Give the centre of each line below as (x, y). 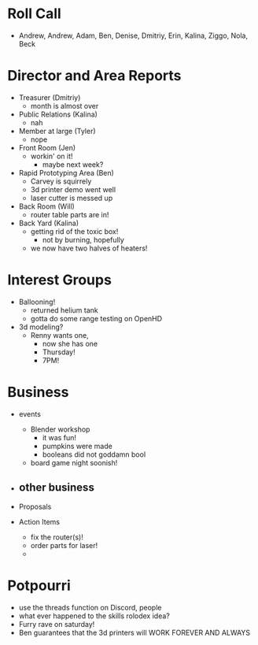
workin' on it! (52, 156)
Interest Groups (59, 280)
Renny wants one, (59, 335)
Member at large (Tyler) (57, 131)
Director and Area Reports (94, 76)
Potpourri (39, 586)
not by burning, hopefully (83, 239)
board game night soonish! (74, 462)
